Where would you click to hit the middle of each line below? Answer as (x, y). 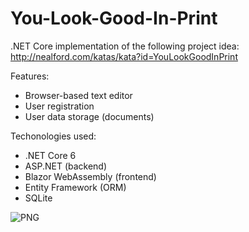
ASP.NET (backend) (66, 166)
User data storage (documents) (89, 116)
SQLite (38, 198)
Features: (30, 76)
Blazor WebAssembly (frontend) (90, 176)
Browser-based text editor (78, 95)
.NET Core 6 (50, 155)
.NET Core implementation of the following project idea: (125, 46)
